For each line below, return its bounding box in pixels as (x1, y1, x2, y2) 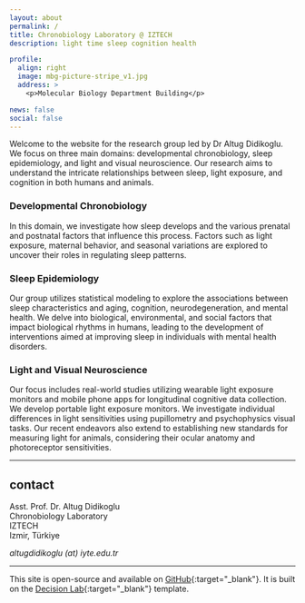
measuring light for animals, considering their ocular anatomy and (9, 432, 256, 443)
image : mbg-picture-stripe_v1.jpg (17, 72, 148, 82)
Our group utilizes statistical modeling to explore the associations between (9, 292, 289, 303)
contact (9, 477, 54, 492)
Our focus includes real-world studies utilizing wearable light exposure (9, 384, 274, 395)
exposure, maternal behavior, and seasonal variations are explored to (9, 240, 268, 251)
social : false (9, 114, 64, 123)
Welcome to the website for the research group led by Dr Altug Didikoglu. (9, 138, 284, 150)
